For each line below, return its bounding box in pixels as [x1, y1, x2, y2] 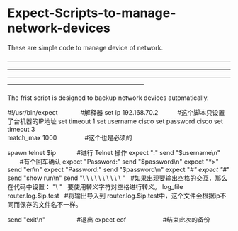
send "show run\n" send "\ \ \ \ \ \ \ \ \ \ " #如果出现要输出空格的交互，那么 [7, 174, 228, 182]
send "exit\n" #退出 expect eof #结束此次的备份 [7, 215, 210, 224]
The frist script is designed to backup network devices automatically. [7, 94, 209, 102]
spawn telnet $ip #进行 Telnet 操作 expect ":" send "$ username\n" [7, 148, 221, 157]
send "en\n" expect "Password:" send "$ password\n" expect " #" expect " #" [7, 165, 230, 174]
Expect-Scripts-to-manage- [7, 5, 176, 21]
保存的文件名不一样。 [19, 200, 82, 208]
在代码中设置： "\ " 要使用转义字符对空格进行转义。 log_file [7, 182, 183, 191]
